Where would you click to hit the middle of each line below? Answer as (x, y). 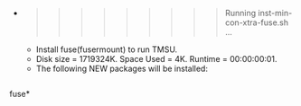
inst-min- (275, 13)
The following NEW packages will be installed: (122, 68)
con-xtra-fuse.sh (257, 22)
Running (240, 13)
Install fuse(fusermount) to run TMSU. (107, 49)
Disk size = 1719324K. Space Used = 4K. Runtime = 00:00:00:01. (156, 59)
